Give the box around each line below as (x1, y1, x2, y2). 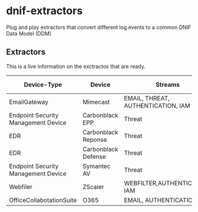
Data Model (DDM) (6, 30, 52, 37)
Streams (156, 80, 180, 89)
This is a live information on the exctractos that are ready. (6, 63, 146, 70)
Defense (82, 152, 106, 161)
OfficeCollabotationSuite (9, 196, 77, 204)
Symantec (82, 162, 111, 170)
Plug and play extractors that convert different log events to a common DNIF (6, 24, 192, 31)
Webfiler (9, 182, 33, 191)
